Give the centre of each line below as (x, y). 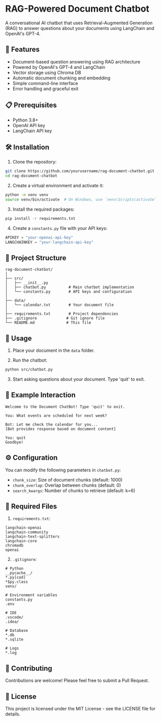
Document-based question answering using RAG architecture (76, 62)
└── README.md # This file (48, 323)
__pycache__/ (19, 573)
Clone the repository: (35, 162)
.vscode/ (14, 617)
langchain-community (27, 532)
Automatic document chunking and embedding (61, 78)
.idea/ (12, 622)
